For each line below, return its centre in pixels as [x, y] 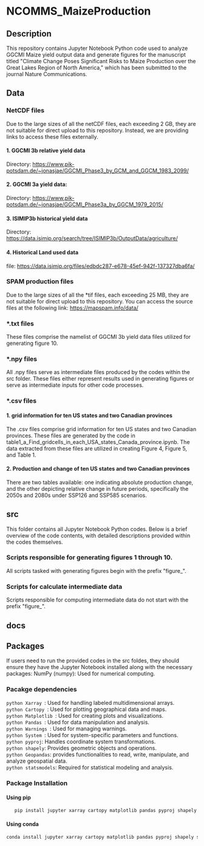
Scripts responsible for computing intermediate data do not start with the [97, 600]
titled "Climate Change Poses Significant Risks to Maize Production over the [101, 61]
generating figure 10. [32, 343]
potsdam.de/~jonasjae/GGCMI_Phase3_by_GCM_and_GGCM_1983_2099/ [98, 170]
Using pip [19, 797]
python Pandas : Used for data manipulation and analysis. [78, 722]
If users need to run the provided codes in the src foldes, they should [93, 661]
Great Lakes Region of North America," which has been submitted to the [97, 68]
